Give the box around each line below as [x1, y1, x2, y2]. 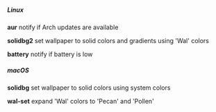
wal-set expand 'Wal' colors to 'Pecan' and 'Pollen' [7, 97, 154, 105]
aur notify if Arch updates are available [7, 23, 119, 31]
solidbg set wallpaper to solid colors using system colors [7, 83, 171, 92]
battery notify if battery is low [7, 49, 93, 58]
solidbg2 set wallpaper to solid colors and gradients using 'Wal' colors [7, 36, 210, 45]
